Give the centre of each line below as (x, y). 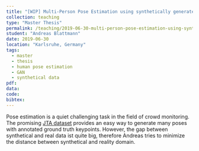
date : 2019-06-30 (28, 39)
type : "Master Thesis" (34, 23)
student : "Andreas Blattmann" (44, 34)
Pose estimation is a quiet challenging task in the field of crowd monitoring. (98, 117)
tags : (13, 50)
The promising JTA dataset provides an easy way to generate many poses (97, 123)
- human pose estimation (42, 67)
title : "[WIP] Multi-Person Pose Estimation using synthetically (88, 12)
